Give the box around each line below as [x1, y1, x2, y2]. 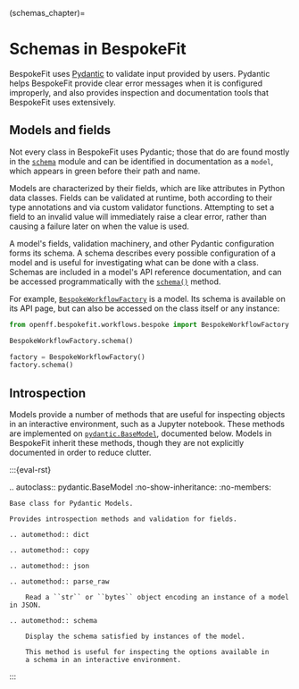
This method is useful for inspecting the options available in [25, 648, 270, 657]
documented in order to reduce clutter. [9, 447, 152, 458]
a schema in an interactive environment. [25, 656, 181, 665]
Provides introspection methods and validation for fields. [9, 515, 238, 524]
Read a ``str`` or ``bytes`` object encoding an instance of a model [25, 593, 290, 602]
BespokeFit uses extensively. [9, 97, 116, 107]
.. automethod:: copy [9, 546, 90, 555]
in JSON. [9, 601, 42, 610]
